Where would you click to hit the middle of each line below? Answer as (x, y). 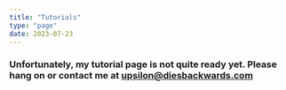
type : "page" (33, 26)
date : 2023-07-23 (41, 34)
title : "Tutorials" (45, 17)
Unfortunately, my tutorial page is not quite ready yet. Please (143, 64)
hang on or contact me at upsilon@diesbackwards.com (131, 76)
